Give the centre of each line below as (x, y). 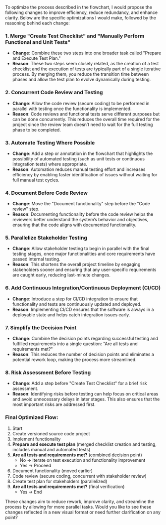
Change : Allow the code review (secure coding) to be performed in (81, 103)
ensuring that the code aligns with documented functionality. (74, 225)
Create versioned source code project (51, 433)
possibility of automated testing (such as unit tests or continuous (79, 158)
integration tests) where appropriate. (50, 164)
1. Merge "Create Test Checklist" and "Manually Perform (75, 36)
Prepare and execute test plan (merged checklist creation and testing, (84, 444)
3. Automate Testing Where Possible (50, 142)
